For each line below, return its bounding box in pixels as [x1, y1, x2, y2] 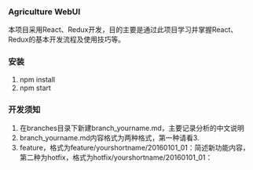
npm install [19, 74, 56, 84]
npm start [19, 83, 51, 92]
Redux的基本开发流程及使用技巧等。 [8, 34, 126, 45]
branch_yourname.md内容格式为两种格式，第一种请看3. [19, 132, 200, 143]
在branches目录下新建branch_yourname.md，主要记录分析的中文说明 [19, 123, 245, 132]
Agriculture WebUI [8, 6, 81, 17]
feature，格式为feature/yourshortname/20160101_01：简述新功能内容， [19, 143, 250, 152]
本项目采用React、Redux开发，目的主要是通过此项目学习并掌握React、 [8, 25, 238, 34]
